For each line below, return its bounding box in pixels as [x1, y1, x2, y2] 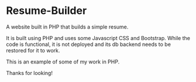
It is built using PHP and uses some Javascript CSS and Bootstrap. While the [6, 34, 190, 41]
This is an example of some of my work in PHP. [6, 58, 120, 65]
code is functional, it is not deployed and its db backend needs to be [6, 41, 171, 48]
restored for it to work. [6, 47, 60, 54]
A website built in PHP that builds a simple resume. [6, 23, 129, 30]
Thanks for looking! [6, 69, 53, 76]
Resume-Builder [6, 4, 87, 17]
